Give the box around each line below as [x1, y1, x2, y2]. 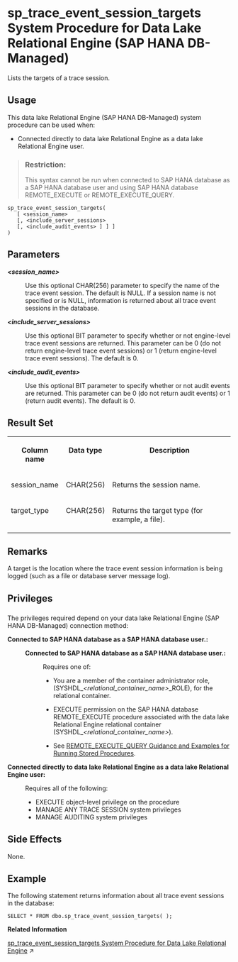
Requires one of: [42, 662, 91, 671]
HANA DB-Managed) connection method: [7, 621, 129, 629]
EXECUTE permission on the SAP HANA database [52, 704, 199, 714]
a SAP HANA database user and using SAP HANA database [24, 183, 198, 192]
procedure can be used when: [7, 121, 96, 129]
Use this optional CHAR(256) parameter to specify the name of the [25, 281, 220, 289]
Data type [68, 445, 103, 455]
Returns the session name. [112, 480, 200, 490]
